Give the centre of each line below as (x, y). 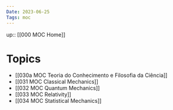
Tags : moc (19, 17)
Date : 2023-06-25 (28, 12)
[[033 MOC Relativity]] (43, 94)
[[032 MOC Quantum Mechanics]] (57, 88)
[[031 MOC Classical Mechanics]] (56, 82)
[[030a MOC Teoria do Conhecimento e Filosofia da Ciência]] (91, 75)
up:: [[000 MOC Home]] (36, 34)
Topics (24, 59)
